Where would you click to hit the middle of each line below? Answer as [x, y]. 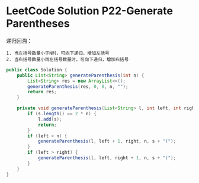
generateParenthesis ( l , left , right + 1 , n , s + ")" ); [107, 158]
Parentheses [38, 23]
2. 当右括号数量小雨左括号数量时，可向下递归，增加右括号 [68, 59]
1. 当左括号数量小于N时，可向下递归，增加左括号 [58, 53]
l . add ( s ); [50, 119]
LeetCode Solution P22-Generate [90, 11]
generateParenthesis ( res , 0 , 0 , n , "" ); [78, 86]
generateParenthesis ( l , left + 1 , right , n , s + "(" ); [107, 141]
